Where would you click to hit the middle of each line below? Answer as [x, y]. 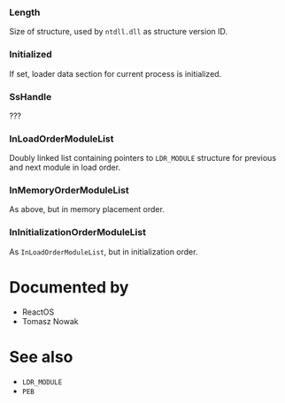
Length [25, 12]
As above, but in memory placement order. [87, 209]
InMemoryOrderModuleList [69, 190]
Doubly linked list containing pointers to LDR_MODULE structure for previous [143, 158]
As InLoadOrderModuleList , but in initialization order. [104, 251]
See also [41, 357]
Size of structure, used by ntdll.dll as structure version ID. [119, 32]
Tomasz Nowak [50, 321]
